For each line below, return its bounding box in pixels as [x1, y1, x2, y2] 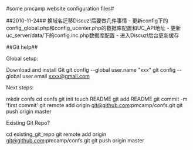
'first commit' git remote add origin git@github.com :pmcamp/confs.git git [6, 102, 183, 108]
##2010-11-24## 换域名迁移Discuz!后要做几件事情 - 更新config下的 [6, 17, 168, 24]
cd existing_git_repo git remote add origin [6, 131, 107, 138]
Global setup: [6, 55, 39, 62]
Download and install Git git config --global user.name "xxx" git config [6, 66, 176, 73]
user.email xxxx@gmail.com [22, 73, 90, 79]
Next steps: [6, 84, 34, 91]
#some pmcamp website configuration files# [6, 5, 114, 12]
